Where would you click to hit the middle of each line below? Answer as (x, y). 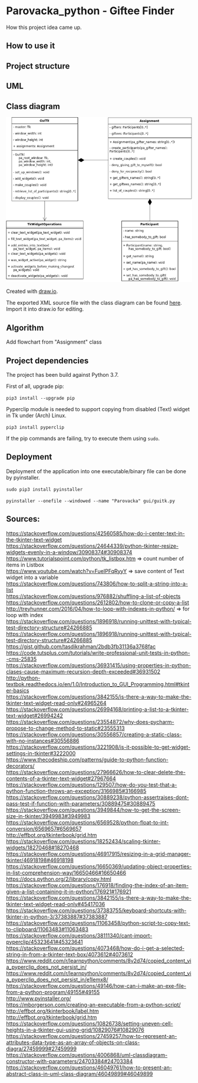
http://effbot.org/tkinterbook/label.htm (52, 1011)
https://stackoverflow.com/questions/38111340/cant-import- (79, 935)
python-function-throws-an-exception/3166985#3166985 (76, 791)
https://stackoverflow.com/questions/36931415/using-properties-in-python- (99, 665)
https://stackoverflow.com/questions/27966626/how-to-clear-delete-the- (96, 772)
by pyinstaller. (23, 477)
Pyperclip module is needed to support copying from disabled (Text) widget (98, 409)
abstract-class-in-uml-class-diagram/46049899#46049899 (80, 1074)
